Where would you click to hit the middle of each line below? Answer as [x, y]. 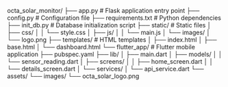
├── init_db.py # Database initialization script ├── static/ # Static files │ [109, 25]
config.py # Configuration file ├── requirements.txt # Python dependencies [114, 18]
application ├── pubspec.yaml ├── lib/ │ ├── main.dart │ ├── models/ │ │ [115, 54]
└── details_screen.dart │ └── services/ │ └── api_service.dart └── [105, 69]
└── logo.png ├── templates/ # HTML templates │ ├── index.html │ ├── [112, 40]
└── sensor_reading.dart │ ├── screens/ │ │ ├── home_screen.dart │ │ [110, 61]
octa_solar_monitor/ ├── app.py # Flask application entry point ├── [103, 11]
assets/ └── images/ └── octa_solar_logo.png [73, 76]
